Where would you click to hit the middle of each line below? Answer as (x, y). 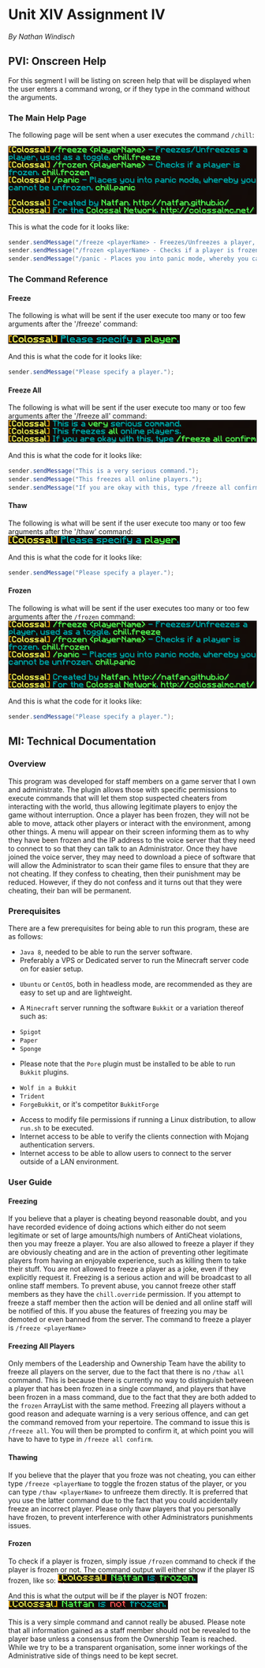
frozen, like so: (32, 1580)
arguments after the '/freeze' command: (73, 324)
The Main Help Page (47, 118)
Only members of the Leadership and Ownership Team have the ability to (127, 1363)
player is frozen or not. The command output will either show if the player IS (131, 1569)
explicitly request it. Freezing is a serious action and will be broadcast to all (130, 1278)
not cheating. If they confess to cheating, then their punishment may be (124, 874)
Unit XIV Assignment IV (87, 15)
